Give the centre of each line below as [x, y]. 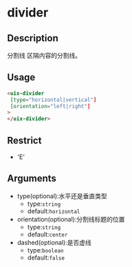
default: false [46, 257]
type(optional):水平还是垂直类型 [62, 196]
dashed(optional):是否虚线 [54, 242]
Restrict [24, 140]
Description [33, 38]
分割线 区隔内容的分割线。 [44, 55]
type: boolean [45, 250]
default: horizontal [54, 211]
